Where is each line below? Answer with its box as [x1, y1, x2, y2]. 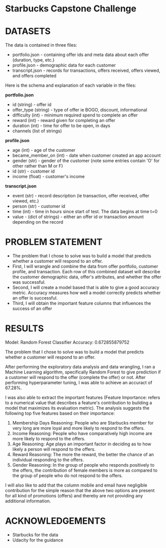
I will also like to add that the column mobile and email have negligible [5, 482, 148, 488]
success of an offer [12, 305, 53, 311]
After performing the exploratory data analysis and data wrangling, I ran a [5, 364, 155, 369]
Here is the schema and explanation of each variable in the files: [5, 82, 136, 88]
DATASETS [5, 26, 51, 37]
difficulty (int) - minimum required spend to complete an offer [12, 112, 138, 118]
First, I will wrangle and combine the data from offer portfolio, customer [12, 263, 159, 269]
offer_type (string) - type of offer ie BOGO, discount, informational [12, 107, 148, 113]
